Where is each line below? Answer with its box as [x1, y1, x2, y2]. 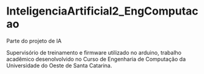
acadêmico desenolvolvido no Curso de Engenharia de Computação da [6, 55, 186, 62]
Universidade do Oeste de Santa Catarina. [6, 62, 112, 69]
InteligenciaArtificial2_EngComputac [6, 4, 199, 18]
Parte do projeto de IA [6, 37, 62, 44]
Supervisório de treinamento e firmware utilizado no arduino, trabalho [6, 49, 182, 56]
